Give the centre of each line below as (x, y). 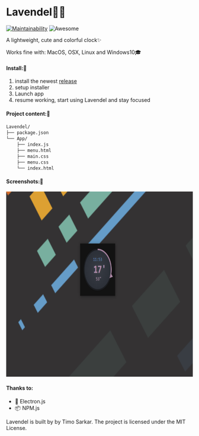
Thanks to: (20, 388)
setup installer (32, 88)
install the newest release (46, 81)
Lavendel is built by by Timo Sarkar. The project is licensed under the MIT (96, 421)
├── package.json (28, 133)
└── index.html (36, 168)
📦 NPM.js (27, 408)
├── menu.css (33, 162)
